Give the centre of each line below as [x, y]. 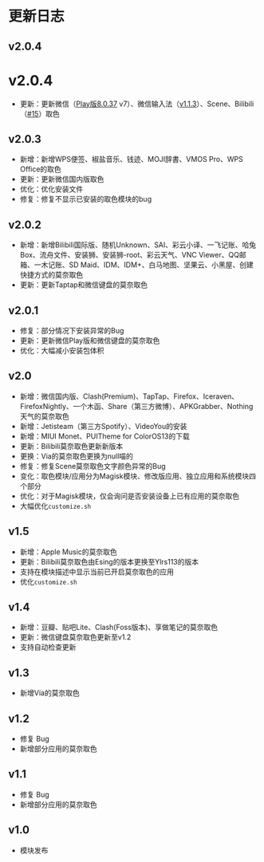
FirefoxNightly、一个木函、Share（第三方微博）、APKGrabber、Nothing [136, 406]
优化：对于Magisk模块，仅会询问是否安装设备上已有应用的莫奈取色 [130, 496]
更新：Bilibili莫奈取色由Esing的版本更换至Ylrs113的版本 [109, 561]
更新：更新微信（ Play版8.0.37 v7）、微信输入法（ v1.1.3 [108, 104]
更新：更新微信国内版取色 [62, 179]
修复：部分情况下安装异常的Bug [72, 330]
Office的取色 [40, 169]
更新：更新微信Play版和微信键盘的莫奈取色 [90, 340]
